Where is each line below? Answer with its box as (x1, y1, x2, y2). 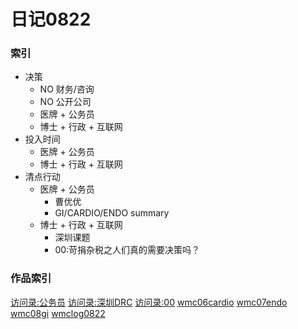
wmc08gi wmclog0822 (10, 307, 106, 319)
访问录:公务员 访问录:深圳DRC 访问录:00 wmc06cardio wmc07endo (10, 296, 288, 308)
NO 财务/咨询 (39, 83, 95, 95)
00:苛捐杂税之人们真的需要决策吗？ (54, 244, 201, 256)
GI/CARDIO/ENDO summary (54, 207, 170, 219)
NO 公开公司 (39, 96, 92, 108)
